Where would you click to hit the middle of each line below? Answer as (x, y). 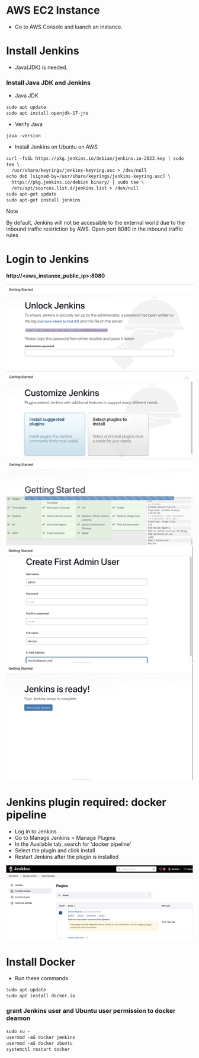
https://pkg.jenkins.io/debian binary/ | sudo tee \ (78, 182)
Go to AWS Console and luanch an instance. (68, 27)
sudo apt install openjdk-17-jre (47, 114)
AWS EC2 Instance (53, 10)
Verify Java (29, 124)
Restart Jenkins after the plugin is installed (67, 857)
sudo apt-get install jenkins (44, 200)
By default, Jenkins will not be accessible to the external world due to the (96, 223)
